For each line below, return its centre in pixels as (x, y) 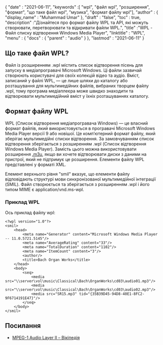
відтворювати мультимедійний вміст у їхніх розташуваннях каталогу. (77, 96)
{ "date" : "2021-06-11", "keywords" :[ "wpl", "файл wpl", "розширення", (77, 7)
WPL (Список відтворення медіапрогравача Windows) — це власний (77, 123)
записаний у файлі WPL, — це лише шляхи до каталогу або (66, 80)
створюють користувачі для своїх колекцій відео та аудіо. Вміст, (72, 75)
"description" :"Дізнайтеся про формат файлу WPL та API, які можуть (77, 22)
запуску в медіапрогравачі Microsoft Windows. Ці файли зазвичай (73, 70)
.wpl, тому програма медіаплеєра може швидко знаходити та (69, 91)
